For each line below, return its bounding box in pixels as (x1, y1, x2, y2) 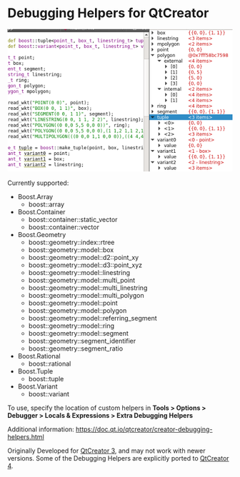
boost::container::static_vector (28, 216, 118, 224)
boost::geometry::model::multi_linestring (28, 283, 148, 292)
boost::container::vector (28, 223, 100, 231)
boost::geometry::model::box (28, 246, 114, 254)
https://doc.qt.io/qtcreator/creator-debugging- (76, 425, 213, 433)
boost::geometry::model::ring (28, 321, 115, 330)
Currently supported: (7, 179, 69, 187)
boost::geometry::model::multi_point (28, 276, 136, 285)
